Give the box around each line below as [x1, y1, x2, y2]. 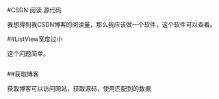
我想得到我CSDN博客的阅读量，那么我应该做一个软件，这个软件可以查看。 [7, 20, 216, 29]
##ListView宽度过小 [7, 35, 63, 43]
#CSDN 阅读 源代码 [7, 6, 62, 14]
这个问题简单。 [7, 50, 49, 57]
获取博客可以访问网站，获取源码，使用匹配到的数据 [7, 85, 151, 92]
